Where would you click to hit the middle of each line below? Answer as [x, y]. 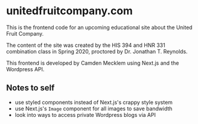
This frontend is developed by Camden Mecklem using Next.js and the [93, 63]
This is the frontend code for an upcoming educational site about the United [99, 27]
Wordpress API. [25, 69]
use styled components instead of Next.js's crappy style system [94, 102]
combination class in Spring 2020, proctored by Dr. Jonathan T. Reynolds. [97, 51]
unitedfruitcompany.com [69, 11]
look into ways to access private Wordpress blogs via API [85, 115]
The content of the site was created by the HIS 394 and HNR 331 [86, 45]
